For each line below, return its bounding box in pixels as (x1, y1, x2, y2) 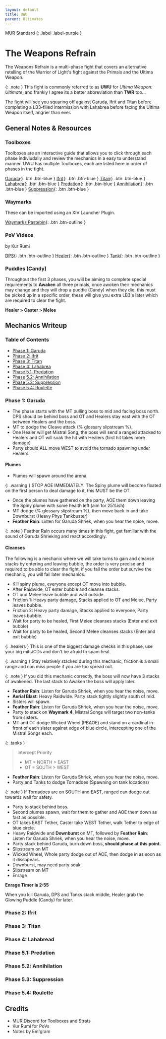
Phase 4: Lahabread (5, 936, 55, 943)
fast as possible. (12, 815, 46, 821)
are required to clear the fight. (5, 297, 66, 303)
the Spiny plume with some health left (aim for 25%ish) (12, 502, 125, 509)
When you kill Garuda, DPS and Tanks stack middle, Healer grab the (5, 892, 144, 898)
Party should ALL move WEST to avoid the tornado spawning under (12, 445, 150, 451)
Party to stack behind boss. (12, 804, 69, 810)
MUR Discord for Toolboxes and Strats (12, 1018, 91, 1024)
